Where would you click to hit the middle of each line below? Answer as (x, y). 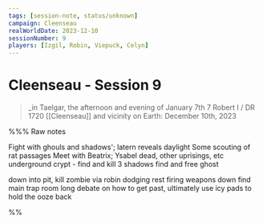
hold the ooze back (40, 197)
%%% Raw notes (37, 132)
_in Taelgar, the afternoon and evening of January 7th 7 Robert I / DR (141, 107)
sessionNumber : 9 (37, 38)
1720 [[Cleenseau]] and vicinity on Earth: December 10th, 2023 (132, 116)
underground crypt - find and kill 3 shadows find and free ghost (113, 164)
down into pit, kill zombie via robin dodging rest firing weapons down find (129, 180)
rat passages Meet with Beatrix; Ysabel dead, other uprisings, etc (116, 156)
